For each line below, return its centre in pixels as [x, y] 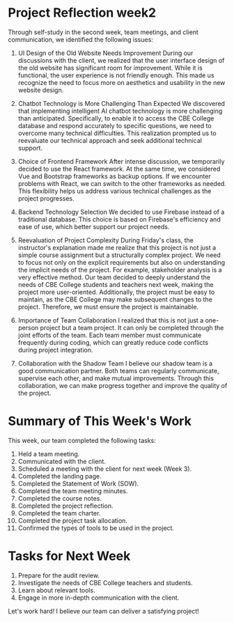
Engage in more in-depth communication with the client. [99, 598]
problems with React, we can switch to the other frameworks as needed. [122, 183]
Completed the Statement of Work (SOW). [78, 483]
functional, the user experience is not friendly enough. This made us [116, 75]
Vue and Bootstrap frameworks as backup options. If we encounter [114, 176]
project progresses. [46, 198]
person [28, 327]
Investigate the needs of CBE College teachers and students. [106, 582]
